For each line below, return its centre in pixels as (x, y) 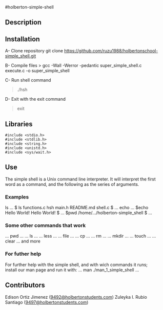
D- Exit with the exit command (35, 99)
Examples (17, 197)
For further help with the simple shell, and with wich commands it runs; (76, 265)
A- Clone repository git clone (34, 51)
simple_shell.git (20, 56)
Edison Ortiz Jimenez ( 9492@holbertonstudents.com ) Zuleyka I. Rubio (76, 297)
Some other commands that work (46, 225)
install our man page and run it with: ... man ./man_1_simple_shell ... (72, 270)
